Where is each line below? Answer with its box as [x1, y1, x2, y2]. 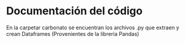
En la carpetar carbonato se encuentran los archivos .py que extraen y [6, 24, 180, 31]
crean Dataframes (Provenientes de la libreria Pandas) [6, 30, 139, 37]
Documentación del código [6, 4, 143, 18]
